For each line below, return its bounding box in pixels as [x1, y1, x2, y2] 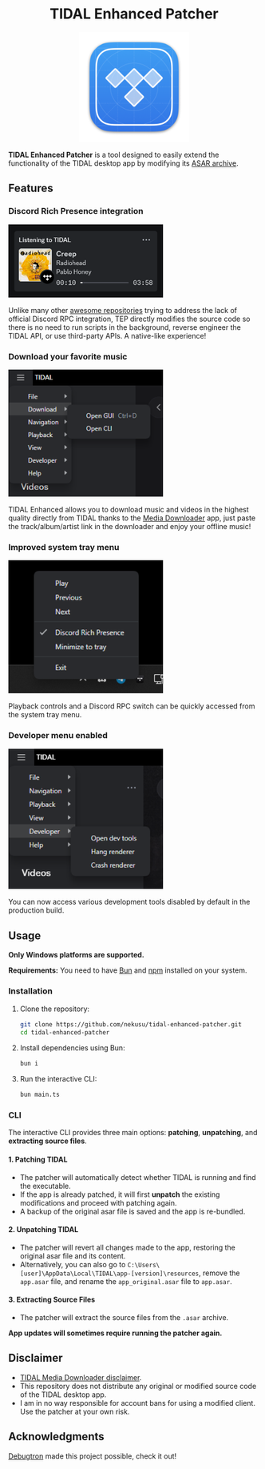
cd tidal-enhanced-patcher [19, 1029, 110, 1037]
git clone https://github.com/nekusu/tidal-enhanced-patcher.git [19, 1020, 242, 1029]
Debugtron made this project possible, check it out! [8, 1451, 177, 1461]
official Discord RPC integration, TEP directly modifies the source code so [8, 314, 251, 324]
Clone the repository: [19, 1004, 90, 1013]
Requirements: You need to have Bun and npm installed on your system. [8, 965, 247, 975]
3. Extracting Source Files [8, 1294, 96, 1305]
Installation [8, 985, 53, 997]
